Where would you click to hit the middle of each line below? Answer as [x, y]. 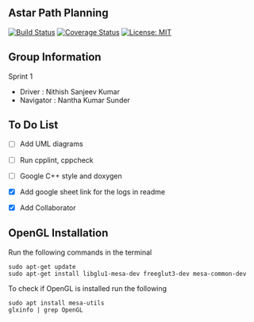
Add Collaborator [48, 207]
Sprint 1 [21, 76]
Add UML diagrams [51, 144]
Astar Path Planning [58, 13]
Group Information [55, 57]
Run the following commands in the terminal [80, 252]
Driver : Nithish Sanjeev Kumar [70, 91]
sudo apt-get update [42, 266]
